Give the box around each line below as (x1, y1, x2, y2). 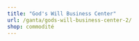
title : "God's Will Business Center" (7, 10, 117, 17)
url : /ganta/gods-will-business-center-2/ (7, 17, 132, 24)
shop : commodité (7, 23, 54, 30)
